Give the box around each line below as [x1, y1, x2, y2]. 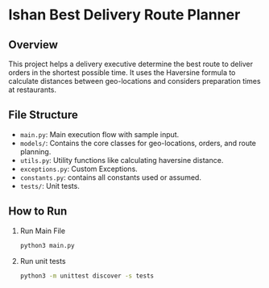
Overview [8, 38, 59, 52]
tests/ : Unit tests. [19, 181, 81, 190]
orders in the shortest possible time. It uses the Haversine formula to [8, 68, 236, 77]
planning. [19, 147, 52, 157]
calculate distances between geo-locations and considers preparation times [8, 77, 261, 86]
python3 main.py [19, 241, 75, 249]
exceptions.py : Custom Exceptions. [19, 164, 139, 173]
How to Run [8, 204, 68, 219]
